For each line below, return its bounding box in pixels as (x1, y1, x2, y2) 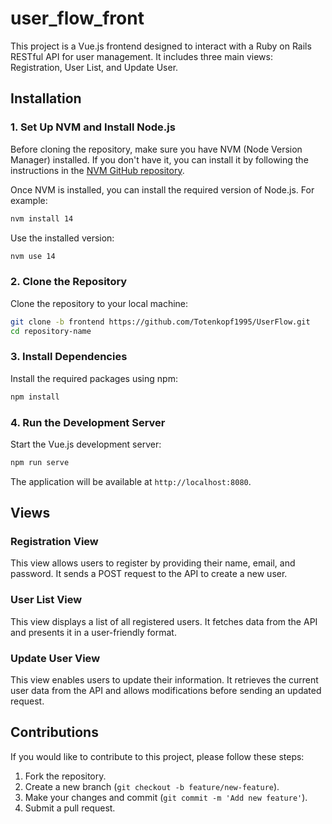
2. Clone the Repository (10, 275, 128, 289)
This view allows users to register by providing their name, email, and (10, 557, 296, 569)
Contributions (10, 724, 99, 741)
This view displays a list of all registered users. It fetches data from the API (10, 615, 318, 627)
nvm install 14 (10, 213, 74, 224)
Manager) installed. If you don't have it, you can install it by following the (10, 153, 309, 166)
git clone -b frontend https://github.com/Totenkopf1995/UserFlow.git (10, 317, 311, 327)
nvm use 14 (10, 251, 56, 261)
